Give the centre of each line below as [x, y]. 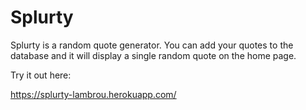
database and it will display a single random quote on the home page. [153, 55]
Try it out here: [41, 75]
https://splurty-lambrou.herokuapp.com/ [93, 94]
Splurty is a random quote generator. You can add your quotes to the [152, 45]
